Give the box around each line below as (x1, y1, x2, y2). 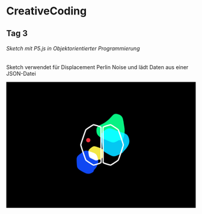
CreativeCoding (6, 4, 87, 18)
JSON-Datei (6, 70, 36, 77)
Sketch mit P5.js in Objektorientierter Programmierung (6, 45, 140, 52)
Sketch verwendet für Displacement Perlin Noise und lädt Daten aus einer (6, 63, 189, 70)
